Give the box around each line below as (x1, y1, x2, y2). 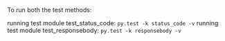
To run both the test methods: (7, 6, 92, 14)
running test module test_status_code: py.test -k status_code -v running (7, 19, 219, 27)
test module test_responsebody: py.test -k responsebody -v (7, 27, 181, 34)
